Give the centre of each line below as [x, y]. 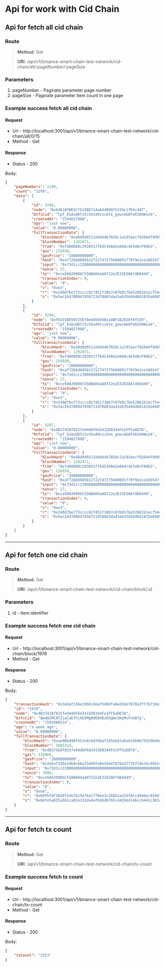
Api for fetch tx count [39, 830]
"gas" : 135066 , [38, 755]
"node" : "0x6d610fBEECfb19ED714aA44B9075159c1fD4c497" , [90, 210]
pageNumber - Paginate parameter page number [62, 90]
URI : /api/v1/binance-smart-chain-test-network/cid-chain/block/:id [84, 589]
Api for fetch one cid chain [46, 555]
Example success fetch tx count [44, 877]
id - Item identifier [30, 613]
